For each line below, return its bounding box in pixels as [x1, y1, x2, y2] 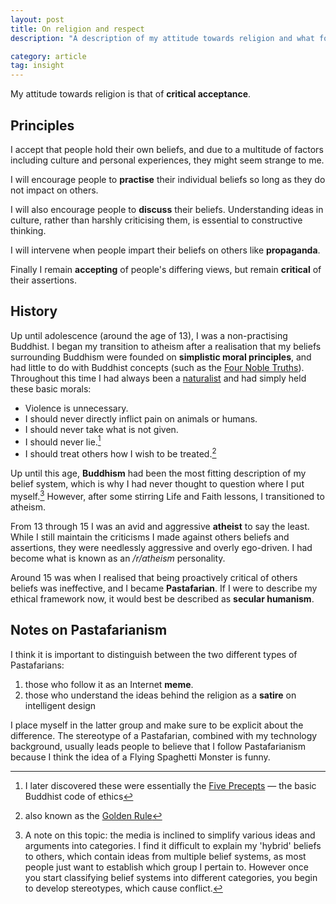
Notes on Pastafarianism [10, 622, 168, 639]
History [10, 303, 58, 320]
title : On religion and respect [10, 24, 145, 34]
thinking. [10, 224, 47, 236]
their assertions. [10, 274, 77, 286]
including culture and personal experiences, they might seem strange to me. [10, 154, 325, 166]
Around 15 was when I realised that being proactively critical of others [10, 571, 298, 583]
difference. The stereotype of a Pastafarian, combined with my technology [10, 729, 318, 741]
